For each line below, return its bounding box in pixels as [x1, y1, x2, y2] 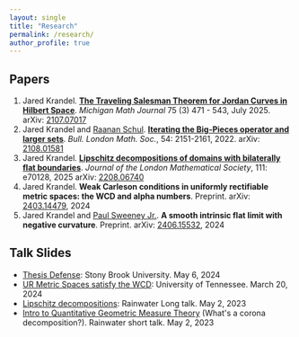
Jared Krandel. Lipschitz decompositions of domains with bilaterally [22, 153, 281, 164]
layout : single [9, 13, 66, 22]
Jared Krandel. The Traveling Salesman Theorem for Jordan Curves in [22, 95, 287, 106]
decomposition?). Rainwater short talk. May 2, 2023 [22, 316, 215, 328]
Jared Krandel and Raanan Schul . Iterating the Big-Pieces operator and [22, 124, 290, 135]
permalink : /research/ [9, 30, 94, 39]
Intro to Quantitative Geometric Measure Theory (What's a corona [22, 307, 267, 318]
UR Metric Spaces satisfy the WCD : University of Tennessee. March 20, [22, 279, 288, 289]
